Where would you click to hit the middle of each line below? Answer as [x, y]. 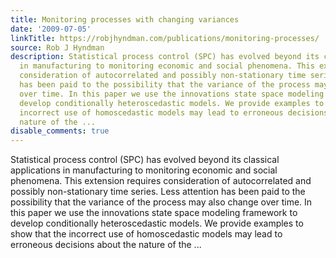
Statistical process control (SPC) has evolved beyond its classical [145, 160]
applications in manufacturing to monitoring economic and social [144, 170]
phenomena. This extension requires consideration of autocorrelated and [161, 181]
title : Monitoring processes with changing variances [125, 19]
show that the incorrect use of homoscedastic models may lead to [146, 234]
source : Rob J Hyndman [57, 47]
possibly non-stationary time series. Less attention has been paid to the [158, 192]
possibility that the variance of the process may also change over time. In [161, 202]
